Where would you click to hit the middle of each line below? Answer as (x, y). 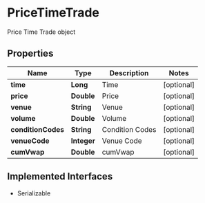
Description (129, 72)
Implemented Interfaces (60, 176)
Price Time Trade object (41, 32)
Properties (30, 54)
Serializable (34, 193)
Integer (83, 141)
